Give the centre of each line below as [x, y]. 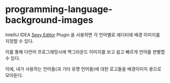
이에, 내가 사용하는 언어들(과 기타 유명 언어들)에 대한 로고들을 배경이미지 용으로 [83, 69]
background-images [49, 20]
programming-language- [59, 9]
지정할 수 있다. [20, 41]
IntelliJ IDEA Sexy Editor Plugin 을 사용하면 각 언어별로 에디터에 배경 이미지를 [83, 34]
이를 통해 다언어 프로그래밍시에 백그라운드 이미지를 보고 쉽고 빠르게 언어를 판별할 [85, 52]
